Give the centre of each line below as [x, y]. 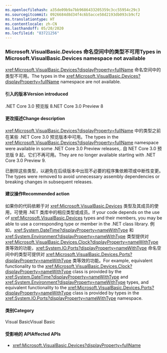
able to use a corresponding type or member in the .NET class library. [77, 223]
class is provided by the [97, 271]
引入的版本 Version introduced [37, 94]
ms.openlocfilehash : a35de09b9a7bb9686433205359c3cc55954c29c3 [73, 10]
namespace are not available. [91, 82]
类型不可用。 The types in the [35, 76]
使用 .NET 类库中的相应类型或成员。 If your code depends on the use [89, 212]
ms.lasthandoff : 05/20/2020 [35, 29]
